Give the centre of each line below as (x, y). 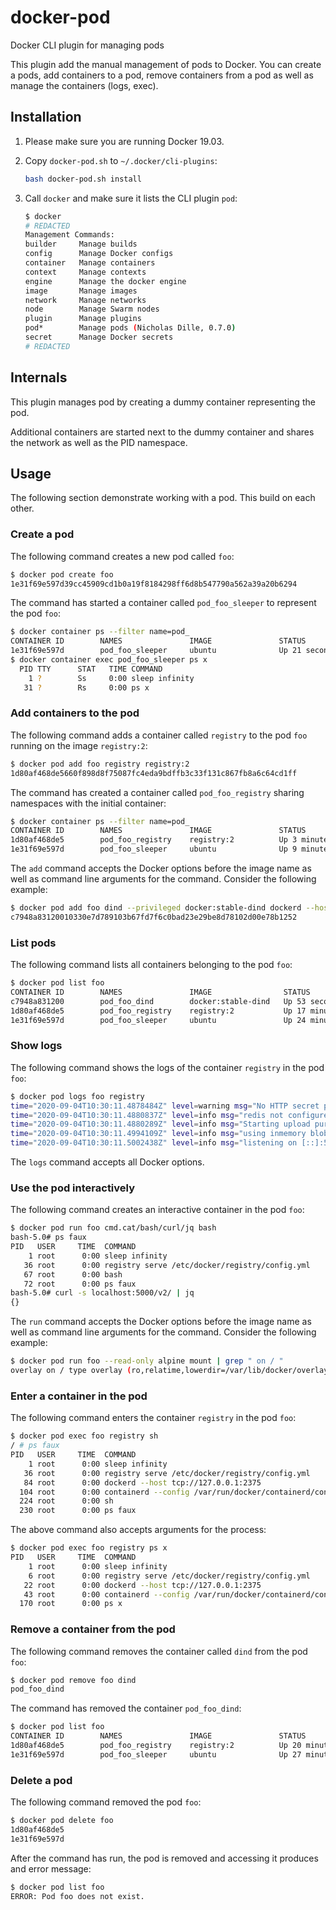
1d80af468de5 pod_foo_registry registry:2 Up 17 (158, 1011)
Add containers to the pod (75, 713)
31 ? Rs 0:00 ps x (86, 687)
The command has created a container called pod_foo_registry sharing (157, 792)
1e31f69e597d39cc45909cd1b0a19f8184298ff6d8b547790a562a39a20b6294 (154, 584)
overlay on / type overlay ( (71, 1371)
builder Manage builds (81, 244)
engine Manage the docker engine (105, 281)
